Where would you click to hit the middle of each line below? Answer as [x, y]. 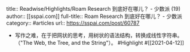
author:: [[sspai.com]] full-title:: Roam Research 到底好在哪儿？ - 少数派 [94, 16]
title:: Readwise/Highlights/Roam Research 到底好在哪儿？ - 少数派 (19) [94, 9]
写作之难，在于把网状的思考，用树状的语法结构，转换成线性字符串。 [99, 35]
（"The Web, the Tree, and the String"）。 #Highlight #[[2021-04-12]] [99, 43]
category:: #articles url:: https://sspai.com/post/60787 [73, 23]
